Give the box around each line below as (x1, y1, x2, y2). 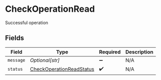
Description (125, 48, 154, 55)
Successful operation (5, 20, 48, 26)
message (7, 57, 26, 63)
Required (99, 48, 121, 55)
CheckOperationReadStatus (30, 66, 95, 73)
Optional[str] (30, 56, 60, 63)
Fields (5, 34, 25, 42)
